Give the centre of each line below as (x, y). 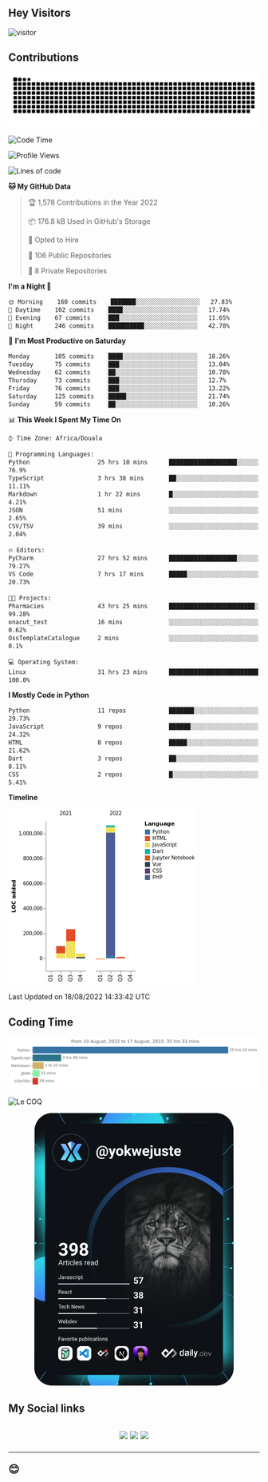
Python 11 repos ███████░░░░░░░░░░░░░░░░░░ (134, 711)
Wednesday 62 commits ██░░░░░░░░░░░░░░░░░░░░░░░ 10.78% (119, 372)
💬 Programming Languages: (51, 455)
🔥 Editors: (27, 551)
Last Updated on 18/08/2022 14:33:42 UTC (79, 997)
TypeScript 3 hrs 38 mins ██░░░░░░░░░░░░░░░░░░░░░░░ (134, 479)
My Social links (47, 1408)
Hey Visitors (39, 13)
